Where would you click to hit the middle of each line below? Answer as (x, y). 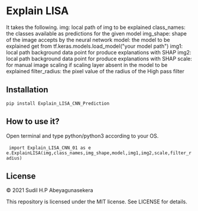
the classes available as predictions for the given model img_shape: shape (97, 33)
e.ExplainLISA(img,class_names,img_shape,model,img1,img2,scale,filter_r (99, 153)
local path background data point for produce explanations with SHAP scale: (99, 59)
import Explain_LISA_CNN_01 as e (50, 148)
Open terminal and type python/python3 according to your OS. (82, 136)
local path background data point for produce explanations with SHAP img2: (99, 52)
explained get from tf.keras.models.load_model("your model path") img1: (95, 46)
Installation (27, 90)
